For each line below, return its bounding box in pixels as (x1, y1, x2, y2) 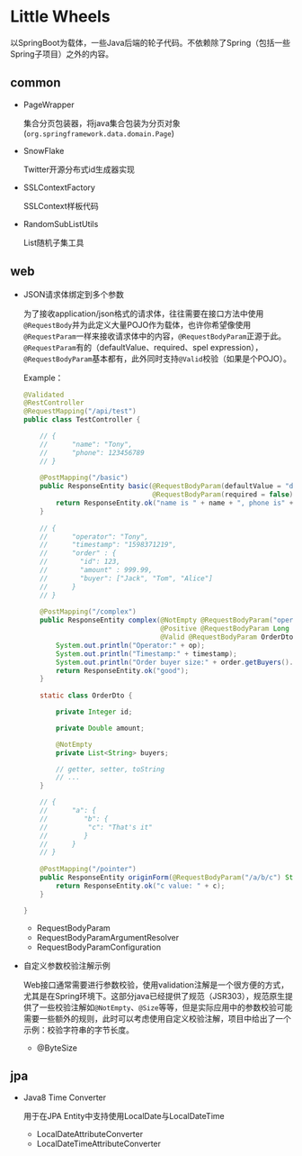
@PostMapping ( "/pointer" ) (40, 865, 138, 874)
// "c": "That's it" (40, 823, 153, 832)
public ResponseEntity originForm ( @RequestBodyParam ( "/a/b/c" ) (40, 873, 282, 882)
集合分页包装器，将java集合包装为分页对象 (22, 117, 181, 128)
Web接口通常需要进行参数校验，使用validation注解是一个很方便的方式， (22, 979, 289, 990)
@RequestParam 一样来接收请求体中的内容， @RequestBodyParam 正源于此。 (22, 331, 287, 341)
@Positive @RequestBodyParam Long (160, 624, 290, 633)
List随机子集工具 (22, 237, 84, 248)
